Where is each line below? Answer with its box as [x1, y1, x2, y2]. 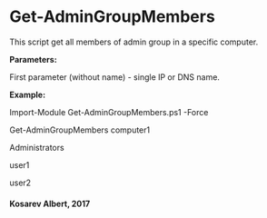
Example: [9, 89, 46, 100]
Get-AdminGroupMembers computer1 [9, 124, 151, 135]
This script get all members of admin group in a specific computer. [9, 36, 259, 47]
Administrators [9, 142, 65, 153]
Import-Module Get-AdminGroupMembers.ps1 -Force [9, 106, 209, 117]
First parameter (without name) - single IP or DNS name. [9, 71, 221, 83]
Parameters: [9, 54, 57, 64]
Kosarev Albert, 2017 [9, 198, 91, 209]
